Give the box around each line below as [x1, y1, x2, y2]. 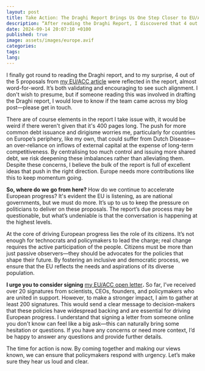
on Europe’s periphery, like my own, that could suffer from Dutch [6, 135, 169, 142]
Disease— [170, 135, 195, 142]
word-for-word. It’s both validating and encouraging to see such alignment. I [6, 84, 198, 92]
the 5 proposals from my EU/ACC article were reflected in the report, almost [6, 78, 197, 85]
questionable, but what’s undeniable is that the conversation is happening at [6, 211, 198, 219]
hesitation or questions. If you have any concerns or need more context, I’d [6, 326, 195, 334]
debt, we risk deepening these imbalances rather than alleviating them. [6, 154, 185, 162]
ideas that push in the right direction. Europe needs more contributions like [6, 167, 194, 175]
